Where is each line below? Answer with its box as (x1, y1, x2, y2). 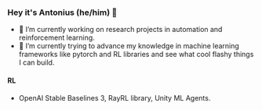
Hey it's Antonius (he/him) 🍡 (7, 7, 118, 18)
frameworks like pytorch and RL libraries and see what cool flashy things (18, 50, 254, 59)
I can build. (18, 58, 55, 67)
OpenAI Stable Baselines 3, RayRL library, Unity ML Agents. (18, 93, 211, 102)
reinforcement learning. (18, 33, 95, 42)
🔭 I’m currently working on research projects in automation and (18, 25, 223, 34)
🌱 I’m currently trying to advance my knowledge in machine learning (18, 41, 240, 51)
